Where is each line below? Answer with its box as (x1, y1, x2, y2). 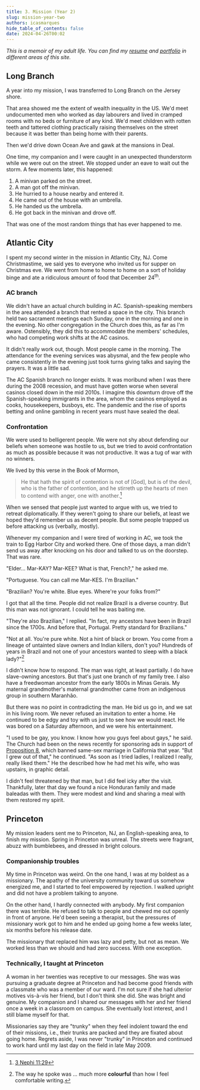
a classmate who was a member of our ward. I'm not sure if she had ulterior (6, 986, 192, 993)
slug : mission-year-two (6, 14, 65, 20)
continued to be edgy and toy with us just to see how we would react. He (6, 717, 185, 724)
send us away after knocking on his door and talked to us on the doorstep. (6, 546, 189, 554)
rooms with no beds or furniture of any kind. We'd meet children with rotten (6, 117, 191, 124)
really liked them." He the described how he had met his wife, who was (6, 759, 180, 767)
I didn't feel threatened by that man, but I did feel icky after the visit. (6, 777, 173, 785)
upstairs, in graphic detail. (6, 766, 70, 773)
